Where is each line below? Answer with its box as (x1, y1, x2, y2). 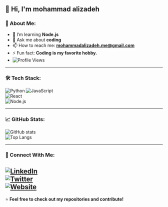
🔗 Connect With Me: (5, 151, 55, 158)
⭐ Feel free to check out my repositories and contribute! (5, 196, 124, 202)
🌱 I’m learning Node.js (12, 31, 59, 37)
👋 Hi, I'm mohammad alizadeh (5, 5, 100, 13)
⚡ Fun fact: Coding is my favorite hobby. (12, 49, 97, 55)
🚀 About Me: (5, 20, 36, 27)
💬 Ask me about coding (12, 36, 61, 42)
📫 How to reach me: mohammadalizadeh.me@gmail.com (12, 42, 135, 48)
